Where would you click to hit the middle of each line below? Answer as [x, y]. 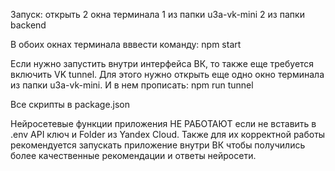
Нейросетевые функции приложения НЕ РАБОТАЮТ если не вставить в [163, 123]
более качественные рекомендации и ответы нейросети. [133, 155]
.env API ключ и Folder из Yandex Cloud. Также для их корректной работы [168, 134]
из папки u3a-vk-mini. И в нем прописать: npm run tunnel [132, 85]
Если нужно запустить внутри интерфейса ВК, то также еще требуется [162, 63]
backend [28, 25]
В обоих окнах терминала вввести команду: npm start [126, 44]
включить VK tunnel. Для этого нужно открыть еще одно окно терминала [167, 74]
